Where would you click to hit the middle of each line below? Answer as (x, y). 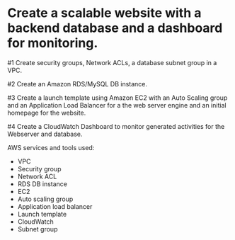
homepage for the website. (47, 113)
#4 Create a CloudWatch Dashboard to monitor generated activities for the (116, 126)
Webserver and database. (45, 134)
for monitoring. (53, 43)
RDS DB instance (42, 184)
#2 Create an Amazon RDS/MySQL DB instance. (77, 84)
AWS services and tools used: (51, 147)
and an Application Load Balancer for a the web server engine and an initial (117, 105)
